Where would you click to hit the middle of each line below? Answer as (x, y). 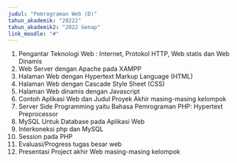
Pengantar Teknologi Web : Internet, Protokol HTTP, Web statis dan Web (124, 54)
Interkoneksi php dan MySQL (61, 129)
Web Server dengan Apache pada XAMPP (80, 69)
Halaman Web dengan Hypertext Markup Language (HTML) (106, 77)
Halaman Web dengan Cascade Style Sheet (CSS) (92, 84)
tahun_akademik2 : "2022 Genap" (54, 27)
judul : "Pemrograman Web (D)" (53, 14)
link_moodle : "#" (34, 34)
